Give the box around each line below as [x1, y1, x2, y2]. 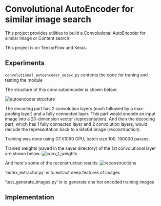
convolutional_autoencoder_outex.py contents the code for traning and [5, 72, 148, 78]
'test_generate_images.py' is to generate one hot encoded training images [5, 179, 155, 184]
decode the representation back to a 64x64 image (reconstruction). [5, 126, 141, 132]
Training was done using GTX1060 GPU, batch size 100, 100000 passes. [5, 136, 150, 141]
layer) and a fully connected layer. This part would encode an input [21, 111, 156, 116]
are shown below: [5, 150, 41, 156]
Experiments [5, 59, 45, 67]
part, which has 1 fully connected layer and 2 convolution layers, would [5, 121, 148, 127]
